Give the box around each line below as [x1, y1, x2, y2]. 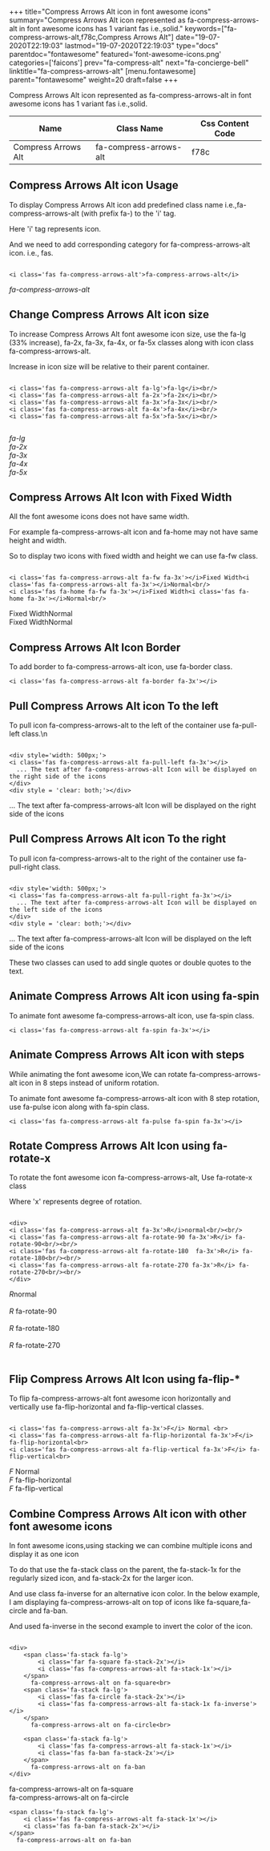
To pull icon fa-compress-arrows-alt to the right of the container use [9, 853, 236, 863]
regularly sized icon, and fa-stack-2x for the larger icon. [9, 1573, 194, 1583]
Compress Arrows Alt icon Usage [9, 179, 179, 192]
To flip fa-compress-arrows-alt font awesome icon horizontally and [9, 1393, 232, 1403]
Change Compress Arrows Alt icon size [9, 308, 209, 321]
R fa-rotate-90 [9, 1306, 57, 1317]
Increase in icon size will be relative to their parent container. [9, 361, 210, 371]
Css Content [199, 118, 249, 129]
